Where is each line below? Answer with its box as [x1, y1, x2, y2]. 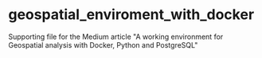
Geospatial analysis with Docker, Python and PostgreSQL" [8, 40, 198, 49]
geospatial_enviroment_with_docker [8, 6, 255, 24]
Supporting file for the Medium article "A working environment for [8, 32, 224, 41]
